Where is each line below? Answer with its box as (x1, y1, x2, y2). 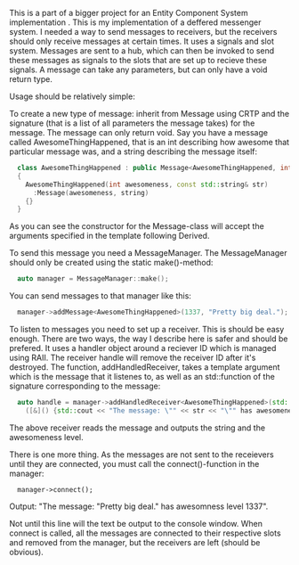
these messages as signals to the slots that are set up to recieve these (9, 55, 267, 65)
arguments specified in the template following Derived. (9, 231, 210, 242)
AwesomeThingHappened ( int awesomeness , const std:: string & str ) (25, 180, 269, 189)
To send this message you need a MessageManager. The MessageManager (9, 248, 287, 258)
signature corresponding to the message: (9, 381, 161, 391)
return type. (9, 74, 53, 84)
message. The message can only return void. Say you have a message (9, 127, 269, 137)
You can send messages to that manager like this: (9, 291, 191, 301)
